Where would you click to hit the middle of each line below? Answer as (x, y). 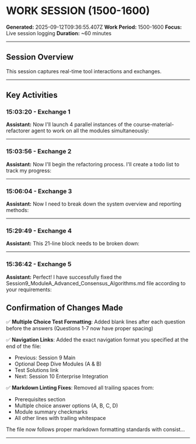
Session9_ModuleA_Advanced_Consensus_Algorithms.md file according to (96, 283)
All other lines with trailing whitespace (60, 418)
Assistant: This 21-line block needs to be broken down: (73, 244)
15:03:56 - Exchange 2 (39, 152)
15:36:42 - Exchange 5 (39, 264)
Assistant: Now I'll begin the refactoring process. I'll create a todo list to (93, 164)
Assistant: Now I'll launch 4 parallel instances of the (69, 125)
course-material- (154, 125)
